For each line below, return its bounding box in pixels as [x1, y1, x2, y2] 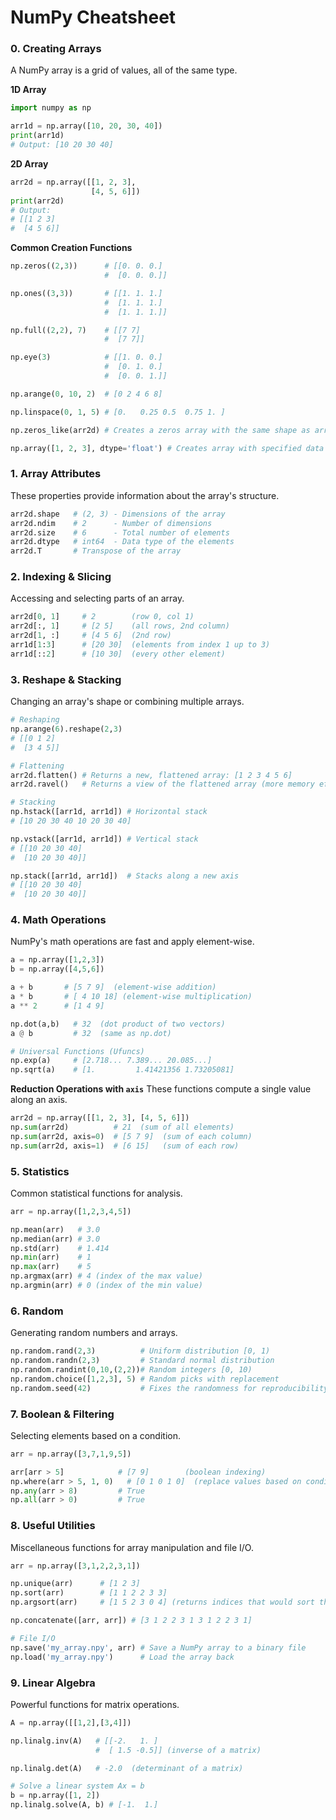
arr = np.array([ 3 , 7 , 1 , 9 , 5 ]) [10, 1449, 132, 1459]
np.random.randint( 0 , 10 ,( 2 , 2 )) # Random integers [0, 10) [10, 1365, 253, 1375]
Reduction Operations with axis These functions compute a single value [10, 1083, 312, 1095]
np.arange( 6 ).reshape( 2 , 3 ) [10, 724, 123, 734]
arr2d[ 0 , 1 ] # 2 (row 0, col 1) [10, 612, 195, 622]
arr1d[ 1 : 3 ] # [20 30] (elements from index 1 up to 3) [10, 640, 271, 650]
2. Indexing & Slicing [10, 570, 112, 584]
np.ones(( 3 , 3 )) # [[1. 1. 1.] [10, 288, 163, 298]
